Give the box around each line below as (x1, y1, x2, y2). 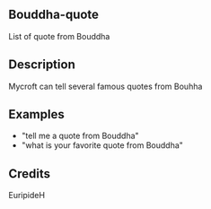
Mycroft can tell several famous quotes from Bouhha (8, 81, 203, 91)
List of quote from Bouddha (8, 30, 110, 41)
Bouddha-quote (8, 7, 100, 22)
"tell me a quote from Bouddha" (21, 130, 140, 142)
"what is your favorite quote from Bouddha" (21, 140, 183, 151)
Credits (8, 166, 51, 181)
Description (8, 57, 75, 73)
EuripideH (8, 190, 46, 201)
